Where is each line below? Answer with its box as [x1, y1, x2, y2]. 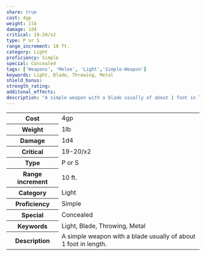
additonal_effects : [6, 89, 56, 95]
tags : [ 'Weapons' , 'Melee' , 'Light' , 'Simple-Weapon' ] [6, 66, 147, 72]
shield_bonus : [6, 77, 43, 83]
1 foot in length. [61, 240, 107, 249]
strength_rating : [6, 83, 51, 90]
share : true [6, 9, 37, 15]
